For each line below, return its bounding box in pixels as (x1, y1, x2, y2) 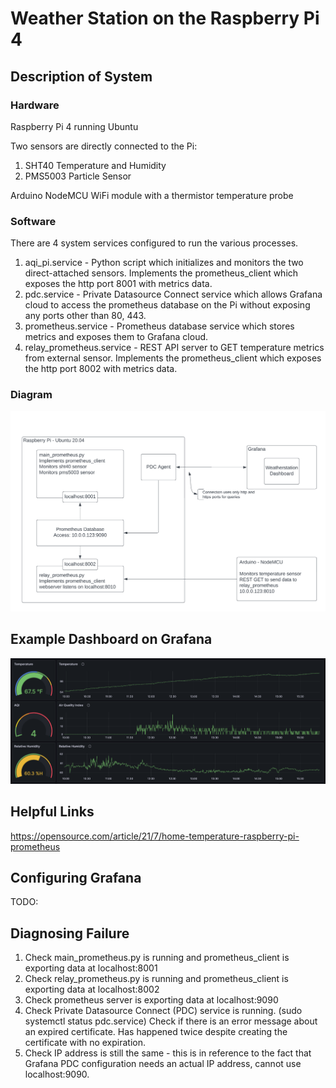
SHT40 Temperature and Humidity (24, 159, 167, 171)
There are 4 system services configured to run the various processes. (10, 237, 299, 249)
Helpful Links (10, 803, 95, 821)
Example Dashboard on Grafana (10, 631, 213, 648)
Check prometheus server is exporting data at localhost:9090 (24, 994, 279, 1006)
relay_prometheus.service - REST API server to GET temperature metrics (24, 342, 325, 354)
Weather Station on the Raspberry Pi (10, 7, 320, 30)
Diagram (10, 388, 53, 402)
